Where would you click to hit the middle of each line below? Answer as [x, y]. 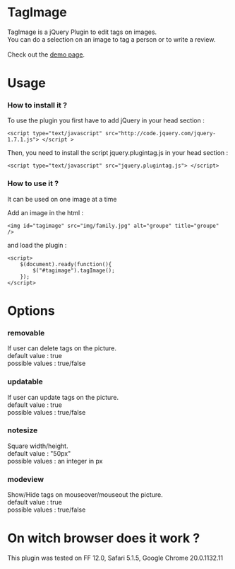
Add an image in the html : [46, 212]
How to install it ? [37, 105]
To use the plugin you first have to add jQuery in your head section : [106, 120]
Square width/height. [38, 446]
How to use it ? [33, 183]
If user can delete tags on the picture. [62, 348]
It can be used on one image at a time [62, 199]
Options [31, 310]
